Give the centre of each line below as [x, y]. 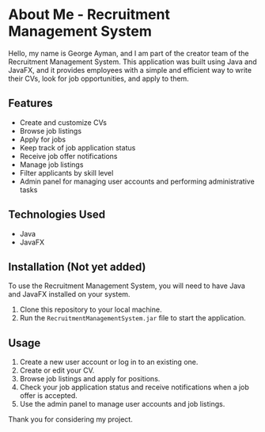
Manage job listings [51, 165]
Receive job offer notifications [68, 156]
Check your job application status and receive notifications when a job [134, 387]
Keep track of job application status [78, 147]
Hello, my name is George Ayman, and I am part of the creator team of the [129, 53]
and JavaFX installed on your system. [69, 294]
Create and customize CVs [63, 122]
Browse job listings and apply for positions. [90, 379]
